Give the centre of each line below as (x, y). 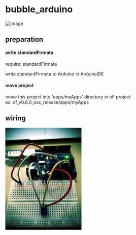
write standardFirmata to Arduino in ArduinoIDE (55, 74)
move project (20, 86)
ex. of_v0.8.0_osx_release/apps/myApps (47, 102)
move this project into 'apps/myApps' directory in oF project (68, 97)
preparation (24, 40)
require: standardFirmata (31, 64)
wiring (16, 118)
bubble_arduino (39, 9)
